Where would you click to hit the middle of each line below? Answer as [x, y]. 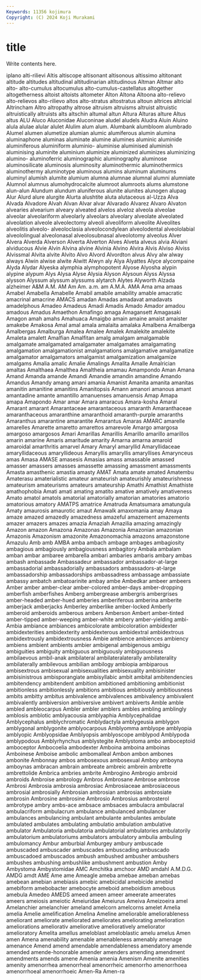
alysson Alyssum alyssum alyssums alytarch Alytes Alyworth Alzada [91, 280]
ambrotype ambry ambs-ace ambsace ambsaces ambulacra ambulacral [95, 805]
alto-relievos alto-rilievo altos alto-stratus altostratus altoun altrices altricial [99, 101]
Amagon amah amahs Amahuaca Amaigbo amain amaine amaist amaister [97, 319]
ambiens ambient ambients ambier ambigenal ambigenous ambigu [88, 645]
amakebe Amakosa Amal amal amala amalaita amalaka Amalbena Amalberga [101, 325]
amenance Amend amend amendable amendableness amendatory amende [99, 946]
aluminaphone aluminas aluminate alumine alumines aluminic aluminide [94, 140]
